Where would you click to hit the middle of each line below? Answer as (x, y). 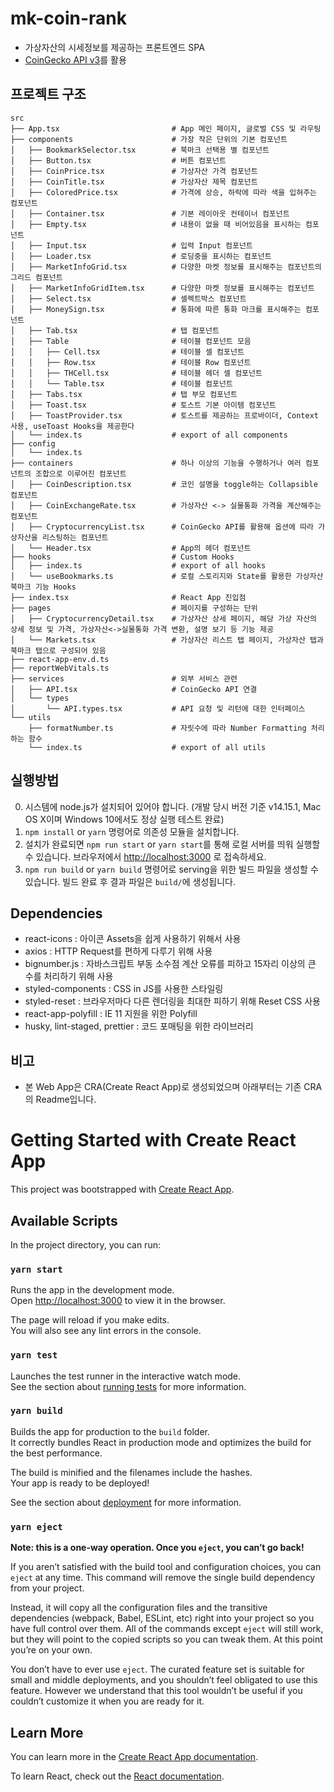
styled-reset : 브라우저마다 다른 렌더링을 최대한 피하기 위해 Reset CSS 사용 (172, 1001)
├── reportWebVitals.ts (60, 668)
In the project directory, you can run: (85, 1244)
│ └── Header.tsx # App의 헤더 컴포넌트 (131, 548)
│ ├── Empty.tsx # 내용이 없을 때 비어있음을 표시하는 (156, 224)
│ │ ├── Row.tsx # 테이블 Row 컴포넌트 (131, 362)
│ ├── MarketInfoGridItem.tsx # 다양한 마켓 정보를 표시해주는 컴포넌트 (162, 288)
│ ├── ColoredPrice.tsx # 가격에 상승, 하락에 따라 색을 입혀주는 (164, 192)
